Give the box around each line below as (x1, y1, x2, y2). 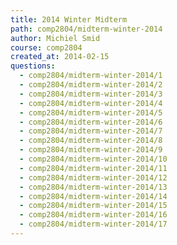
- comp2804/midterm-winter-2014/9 (19, 145, 163, 155)
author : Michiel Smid (10, 33, 101, 43)
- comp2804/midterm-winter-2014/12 (19, 172, 168, 183)
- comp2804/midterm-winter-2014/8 (19, 136, 163, 146)
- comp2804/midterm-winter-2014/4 (19, 98, 163, 108)
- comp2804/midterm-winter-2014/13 (19, 182, 168, 192)
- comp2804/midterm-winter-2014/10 (19, 154, 168, 164)
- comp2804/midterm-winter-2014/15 (19, 201, 168, 211)
